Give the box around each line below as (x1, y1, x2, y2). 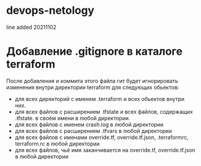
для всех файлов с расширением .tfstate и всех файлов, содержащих (14, 108, 193, 115)
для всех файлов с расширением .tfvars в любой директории (14, 127, 172, 134)
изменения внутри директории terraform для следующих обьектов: (6, 84, 179, 91)
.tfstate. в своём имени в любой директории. (14, 114, 130, 121)
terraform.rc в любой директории (14, 140, 100, 147)
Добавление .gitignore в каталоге (6, 45, 183, 58)
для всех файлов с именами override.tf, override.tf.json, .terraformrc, (14, 134, 189, 141)
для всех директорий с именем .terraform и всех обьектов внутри (14, 95, 185, 102)
